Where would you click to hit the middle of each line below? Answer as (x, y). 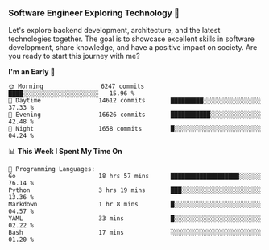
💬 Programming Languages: (52, 169)
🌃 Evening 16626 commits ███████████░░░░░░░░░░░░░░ (135, 115)
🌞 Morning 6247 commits (77, 87)
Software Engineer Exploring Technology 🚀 (94, 13)
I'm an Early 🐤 (32, 72)
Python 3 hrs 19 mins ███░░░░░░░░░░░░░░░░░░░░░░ (135, 190)
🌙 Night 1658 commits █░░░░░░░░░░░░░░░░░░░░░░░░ (135, 129)
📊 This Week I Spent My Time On (65, 152)
